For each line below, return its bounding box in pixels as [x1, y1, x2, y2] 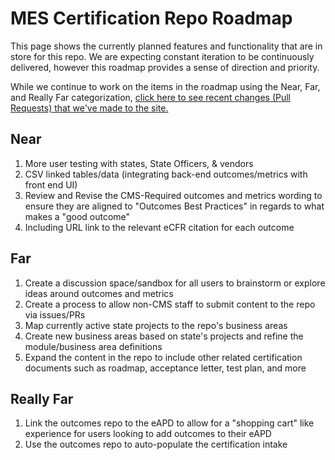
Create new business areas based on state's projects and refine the [24, 330, 304, 342]
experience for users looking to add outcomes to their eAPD [24, 428, 272, 440]
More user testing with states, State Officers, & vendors [24, 157, 254, 169]
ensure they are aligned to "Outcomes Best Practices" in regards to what [24, 200, 325, 212]
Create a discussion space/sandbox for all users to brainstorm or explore [24, 277, 326, 289]
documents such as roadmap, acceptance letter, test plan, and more [24, 362, 307, 374]
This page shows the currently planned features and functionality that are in [10, 40, 323, 52]
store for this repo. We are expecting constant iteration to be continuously [10, 50, 315, 62]
